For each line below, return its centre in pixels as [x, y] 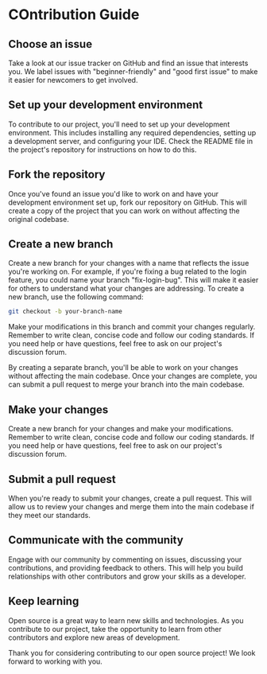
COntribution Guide [74, 15]
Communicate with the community [96, 540]
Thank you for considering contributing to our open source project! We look [132, 653]
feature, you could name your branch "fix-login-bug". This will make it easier [133, 280]
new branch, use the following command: [76, 297]
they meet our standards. [50, 515]
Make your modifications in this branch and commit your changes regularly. [132, 327]
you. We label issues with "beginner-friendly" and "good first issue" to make [133, 72]
